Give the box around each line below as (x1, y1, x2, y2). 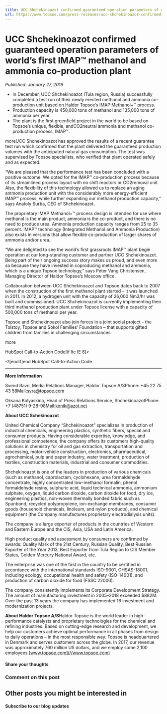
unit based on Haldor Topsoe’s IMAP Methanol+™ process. (36, 102, 156, 108)
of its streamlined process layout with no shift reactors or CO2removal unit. (5, 180, 159, 186)
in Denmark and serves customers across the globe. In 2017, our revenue (5, 639, 155, 645)
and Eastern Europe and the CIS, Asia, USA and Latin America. (5, 526, 133, 532)
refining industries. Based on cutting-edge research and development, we (5, 623, 157, 629)
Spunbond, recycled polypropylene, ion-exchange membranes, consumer (5, 501, 157, 507)
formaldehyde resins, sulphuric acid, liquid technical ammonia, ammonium (5, 485, 158, 491)
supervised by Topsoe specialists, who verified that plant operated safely (5, 154, 156, 160)
